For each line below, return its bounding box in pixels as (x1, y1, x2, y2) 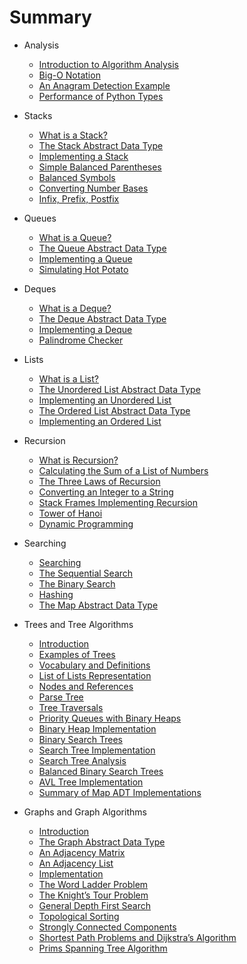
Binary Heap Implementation (38, 722, 157, 735)
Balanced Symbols (38, 171, 116, 183)
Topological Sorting (38, 910, 120, 922)
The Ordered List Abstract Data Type (38, 404, 191, 416)
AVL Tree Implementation (38, 776, 144, 788)
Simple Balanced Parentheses (38, 161, 162, 173)
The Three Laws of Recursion (38, 475, 161, 487)
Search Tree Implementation (38, 744, 156, 756)
